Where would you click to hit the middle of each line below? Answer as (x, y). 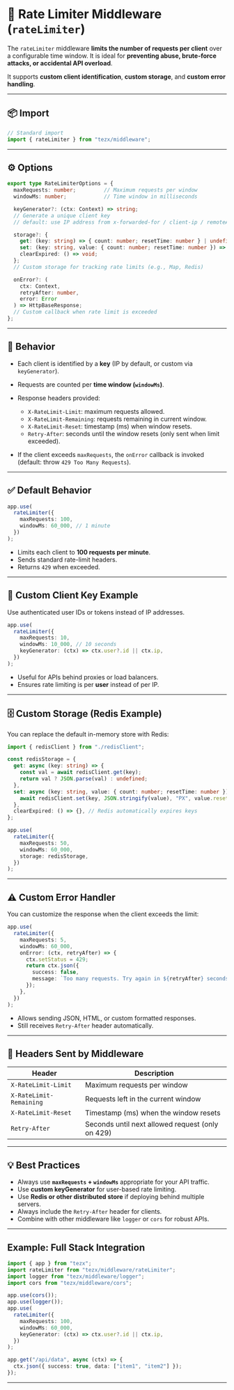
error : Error (39, 299)
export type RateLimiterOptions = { (60, 184)
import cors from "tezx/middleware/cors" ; (70, 1283)
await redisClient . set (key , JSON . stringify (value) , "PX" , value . (117, 798)
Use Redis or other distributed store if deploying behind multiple (111, 1197)
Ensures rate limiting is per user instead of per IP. (88, 684)
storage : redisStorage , (54, 856)
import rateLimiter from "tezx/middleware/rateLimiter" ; (92, 1270)
